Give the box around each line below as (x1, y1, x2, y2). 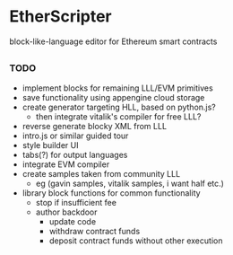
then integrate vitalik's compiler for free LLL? (35, 110, 202, 122)
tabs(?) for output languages (22, 149, 128, 160)
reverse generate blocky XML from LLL (22, 120, 168, 131)
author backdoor (35, 207, 98, 217)
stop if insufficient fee (35, 197, 116, 207)
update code (48, 215, 97, 226)
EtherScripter (9, 6, 112, 27)
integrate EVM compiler (22, 159, 110, 170)
